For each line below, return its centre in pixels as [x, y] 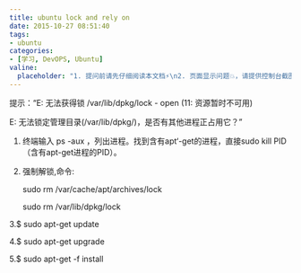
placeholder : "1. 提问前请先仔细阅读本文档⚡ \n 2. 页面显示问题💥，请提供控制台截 [153, 76]
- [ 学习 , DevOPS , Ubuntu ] [56, 59]
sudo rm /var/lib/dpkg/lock [71, 207]
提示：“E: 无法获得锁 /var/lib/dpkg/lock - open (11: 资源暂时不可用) [131, 102]
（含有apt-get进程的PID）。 [72, 152]
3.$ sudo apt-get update [55, 224]
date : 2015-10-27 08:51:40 [60, 26]
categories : [31, 51]
